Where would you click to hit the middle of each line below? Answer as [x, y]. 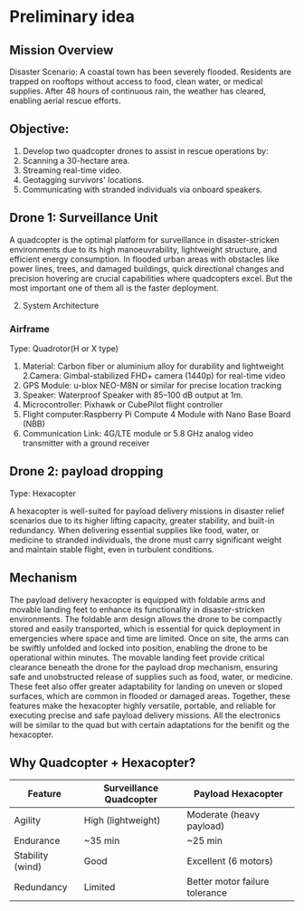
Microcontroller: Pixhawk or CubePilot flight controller [123, 404]
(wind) [28, 867]
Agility [28, 820]
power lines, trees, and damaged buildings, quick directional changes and [147, 268]
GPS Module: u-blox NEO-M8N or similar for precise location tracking [152, 385]
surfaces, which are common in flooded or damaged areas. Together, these [150, 695]
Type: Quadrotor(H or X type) [64, 348]
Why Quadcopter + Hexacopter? [103, 762]
